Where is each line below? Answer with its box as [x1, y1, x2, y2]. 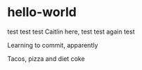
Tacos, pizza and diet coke [7, 54, 86, 63]
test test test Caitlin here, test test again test [7, 27, 135, 36]
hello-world [7, 4, 77, 20]
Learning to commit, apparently [7, 41, 98, 49]
